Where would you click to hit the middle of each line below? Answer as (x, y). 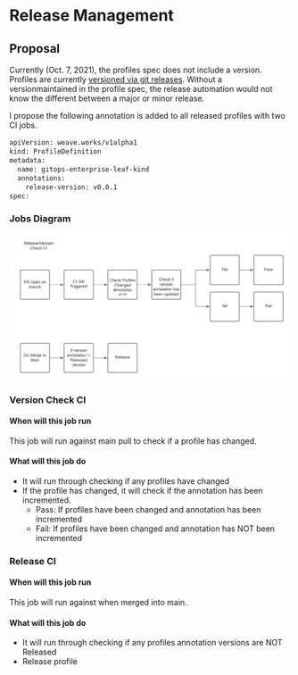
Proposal (35, 49)
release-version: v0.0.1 (71, 187)
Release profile (50, 662)
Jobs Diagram (40, 218)
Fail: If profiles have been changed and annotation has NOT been (155, 529)
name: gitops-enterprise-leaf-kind (83, 170)
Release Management (91, 16)
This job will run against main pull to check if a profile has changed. (133, 441)
